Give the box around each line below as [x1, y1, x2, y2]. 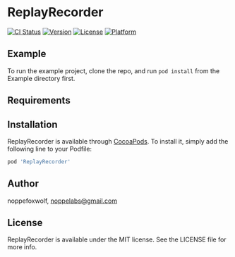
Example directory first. [7, 74, 76, 82]
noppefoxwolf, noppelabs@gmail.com [7, 196, 118, 205]
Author [7, 177, 39, 190]
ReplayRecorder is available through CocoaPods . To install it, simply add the [7, 137, 229, 145]
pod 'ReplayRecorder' [7, 158, 71, 165]
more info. [7, 243, 37, 251]
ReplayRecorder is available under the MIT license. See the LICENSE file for [7, 235, 227, 244]
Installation [7, 118, 58, 130]
